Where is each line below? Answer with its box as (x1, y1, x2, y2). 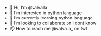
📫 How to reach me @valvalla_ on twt (9, 26, 87, 31)
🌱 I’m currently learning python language (9, 15, 93, 20)
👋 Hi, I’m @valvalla (9, 5, 48, 10)
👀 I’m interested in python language (9, 10, 82, 16)
